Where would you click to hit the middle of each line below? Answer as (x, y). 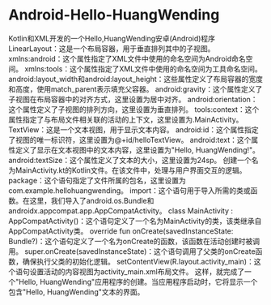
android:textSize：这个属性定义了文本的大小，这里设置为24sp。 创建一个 (130, 160)
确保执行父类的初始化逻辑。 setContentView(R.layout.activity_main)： (138, 261)
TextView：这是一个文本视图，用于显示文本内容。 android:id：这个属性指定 (133, 129)
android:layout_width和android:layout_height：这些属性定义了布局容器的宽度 (136, 79)
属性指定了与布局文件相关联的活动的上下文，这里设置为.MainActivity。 (126, 119)
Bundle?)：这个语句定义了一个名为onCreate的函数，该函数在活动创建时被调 (134, 241)
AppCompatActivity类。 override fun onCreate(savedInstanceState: (121, 231)
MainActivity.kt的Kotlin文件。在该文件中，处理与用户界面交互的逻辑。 (131, 170)
